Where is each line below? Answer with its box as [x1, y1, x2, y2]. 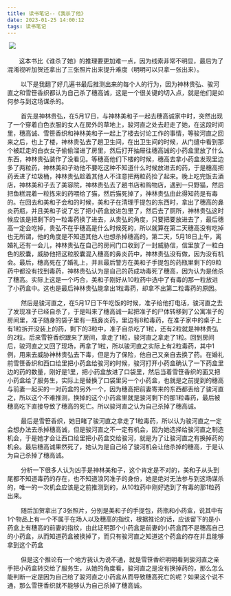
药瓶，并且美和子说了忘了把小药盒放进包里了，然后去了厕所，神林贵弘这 [12, 207, 218, 215]
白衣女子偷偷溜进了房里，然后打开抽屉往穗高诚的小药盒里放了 [36, 146, 212, 155]
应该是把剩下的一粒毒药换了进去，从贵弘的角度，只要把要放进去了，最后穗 [12, 215, 224, 224]
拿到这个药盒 [7, 541, 43, 549]
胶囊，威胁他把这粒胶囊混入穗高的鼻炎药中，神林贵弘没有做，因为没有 [19, 249, 218, 258]
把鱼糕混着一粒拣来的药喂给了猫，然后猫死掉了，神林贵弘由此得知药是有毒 [7, 189, 218, 198]
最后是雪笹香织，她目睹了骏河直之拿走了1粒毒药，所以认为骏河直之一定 [20, 417, 222, 425]
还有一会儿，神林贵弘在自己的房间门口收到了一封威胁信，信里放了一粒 [19, 241, 218, 249]
